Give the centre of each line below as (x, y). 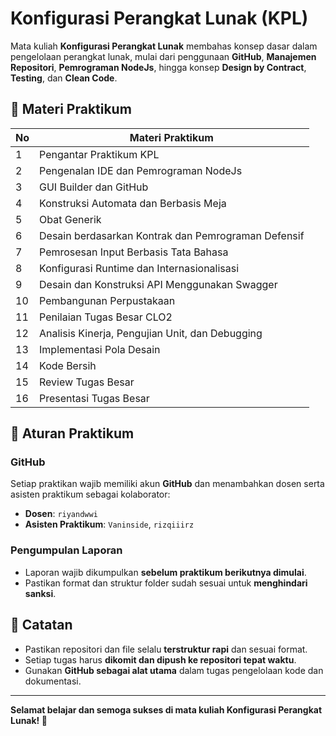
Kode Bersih (68, 365)
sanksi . (40, 593)
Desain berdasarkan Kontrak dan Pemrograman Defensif (172, 235)
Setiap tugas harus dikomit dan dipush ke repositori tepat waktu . (160, 659)
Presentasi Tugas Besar (94, 398)
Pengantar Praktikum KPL (99, 154)
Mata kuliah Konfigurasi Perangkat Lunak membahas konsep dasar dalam (164, 46)
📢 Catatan (41, 625)
